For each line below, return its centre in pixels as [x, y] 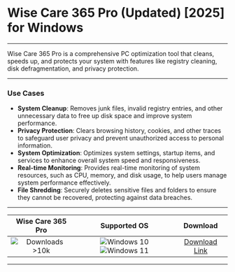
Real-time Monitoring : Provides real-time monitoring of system [109, 168]
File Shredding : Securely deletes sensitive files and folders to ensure [117, 190]
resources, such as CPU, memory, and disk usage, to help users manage [122, 176]
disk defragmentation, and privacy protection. [73, 69]
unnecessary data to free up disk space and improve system [105, 116]
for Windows [45, 28]
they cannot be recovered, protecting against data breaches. [105, 198]
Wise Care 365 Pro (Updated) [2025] [116, 13]
